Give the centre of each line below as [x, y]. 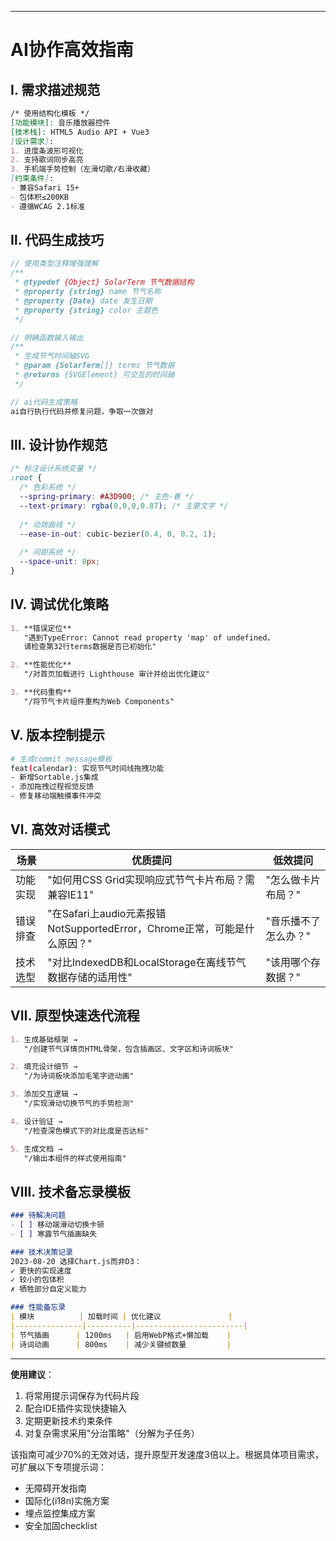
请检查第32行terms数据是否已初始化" [90, 647]
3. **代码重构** [41, 692]
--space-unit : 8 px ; [60, 562]
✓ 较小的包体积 [37, 1280]
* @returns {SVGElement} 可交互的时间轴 [94, 375]
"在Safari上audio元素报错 [107, 913]
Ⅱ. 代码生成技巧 [57, 240]
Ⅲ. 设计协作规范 [59, 444]
